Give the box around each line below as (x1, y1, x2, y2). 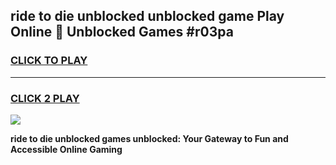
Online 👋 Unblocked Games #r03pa (10, 24, 234, 41)
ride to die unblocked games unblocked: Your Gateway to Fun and (10, 132, 289, 144)
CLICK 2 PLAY (10, 91, 80, 105)
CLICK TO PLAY (10, 54, 88, 68)
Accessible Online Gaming (10, 143, 123, 155)
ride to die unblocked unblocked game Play (10, 8, 285, 25)
